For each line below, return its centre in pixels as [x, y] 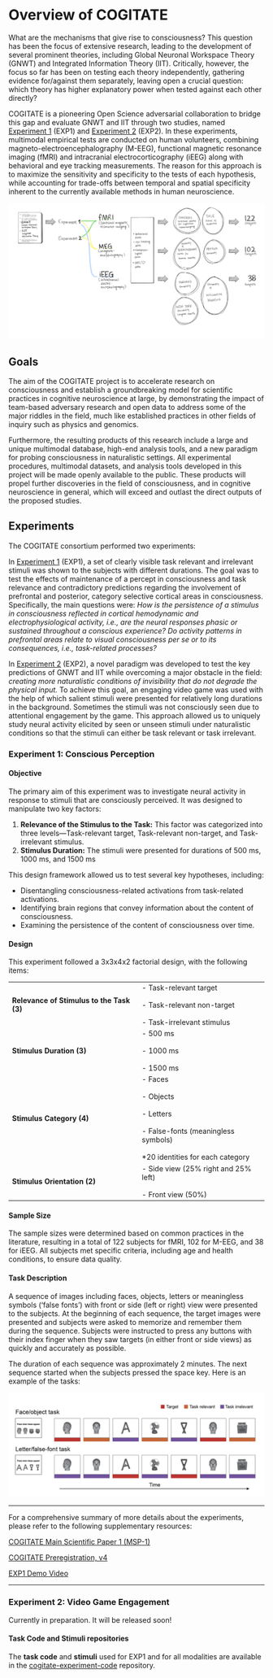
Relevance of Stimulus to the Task [71, 1000]
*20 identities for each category [196, 1157]
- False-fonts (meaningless [188, 1131]
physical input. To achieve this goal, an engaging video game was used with [136, 690]
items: [19, 970]
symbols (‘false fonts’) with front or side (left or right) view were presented [133, 1305]
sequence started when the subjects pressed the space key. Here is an [127, 1372]
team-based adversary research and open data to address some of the [127, 407]
